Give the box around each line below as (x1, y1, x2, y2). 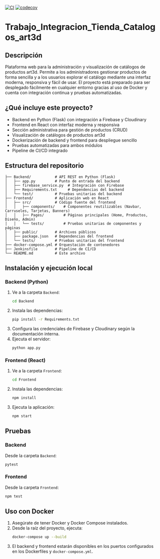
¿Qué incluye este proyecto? (5, 104, 93, 112)
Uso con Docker (5, 507, 54, 515)
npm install (12, 396, 36, 400)
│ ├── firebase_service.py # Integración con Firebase (5, 183, 124, 188)
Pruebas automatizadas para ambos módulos (12, 142, 102, 148)
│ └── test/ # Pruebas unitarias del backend (5, 192, 122, 196)
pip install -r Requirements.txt (12, 317, 80, 322)
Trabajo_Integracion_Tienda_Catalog (5, 22, 156, 32)
